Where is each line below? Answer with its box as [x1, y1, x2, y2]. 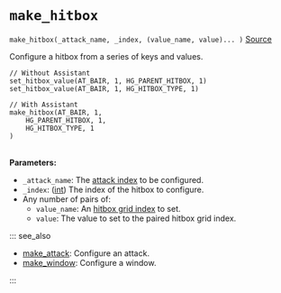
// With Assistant [9, 100, 78, 109]
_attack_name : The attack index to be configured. [22, 174, 204, 185]
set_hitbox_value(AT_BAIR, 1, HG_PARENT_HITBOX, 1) [9, 76, 207, 86]
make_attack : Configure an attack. [22, 247, 150, 259]
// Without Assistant [9, 69, 91, 78]
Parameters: [9, 157, 57, 168]
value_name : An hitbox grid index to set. [35, 203, 182, 214]
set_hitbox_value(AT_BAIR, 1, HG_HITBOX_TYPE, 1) [9, 84, 200, 93]
